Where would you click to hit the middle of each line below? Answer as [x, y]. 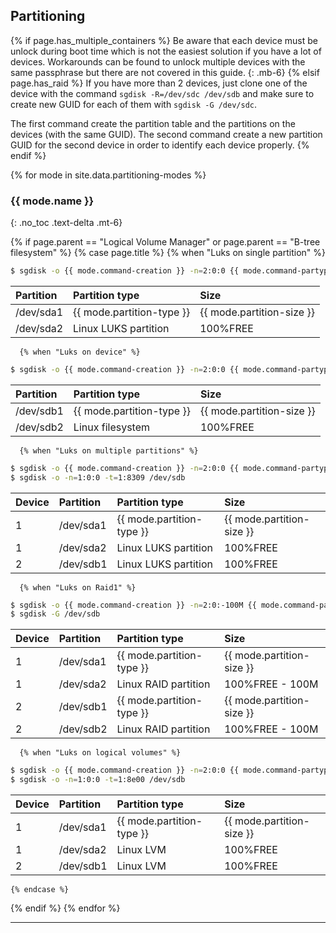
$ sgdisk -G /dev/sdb [55, 614]
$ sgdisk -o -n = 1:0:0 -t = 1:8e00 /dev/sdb [98, 780]
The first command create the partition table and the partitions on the [153, 123]
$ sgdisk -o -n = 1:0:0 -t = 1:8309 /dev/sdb [98, 477]
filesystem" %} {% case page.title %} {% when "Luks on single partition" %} [168, 253]
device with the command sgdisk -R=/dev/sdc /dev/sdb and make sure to [162, 93]
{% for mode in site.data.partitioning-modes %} [108, 175]
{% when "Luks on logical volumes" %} [100, 753]
